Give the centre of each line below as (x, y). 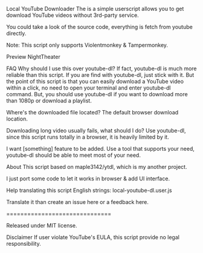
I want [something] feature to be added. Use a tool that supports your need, (101, 149)
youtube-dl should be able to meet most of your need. (73, 155)
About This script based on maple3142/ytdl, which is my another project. (97, 167)
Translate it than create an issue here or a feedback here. (78, 202)
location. (17, 119)
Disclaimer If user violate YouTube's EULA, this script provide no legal (93, 237)
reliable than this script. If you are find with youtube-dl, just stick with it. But (100, 75)
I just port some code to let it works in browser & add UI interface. (88, 179)
